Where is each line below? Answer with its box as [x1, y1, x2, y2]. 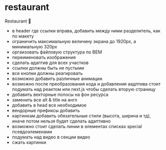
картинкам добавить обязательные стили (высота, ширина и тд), [11, 112, 151, 118]
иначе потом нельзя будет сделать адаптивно [11, 118, 111, 124]
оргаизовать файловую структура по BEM [11, 49, 102, 55]
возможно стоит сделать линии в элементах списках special [11, 123, 142, 129]
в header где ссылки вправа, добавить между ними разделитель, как [11, 27, 160, 33]
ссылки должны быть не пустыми [11, 64, 84, 71]
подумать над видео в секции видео [11, 134, 90, 140]
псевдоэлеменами [11, 128, 52, 134]
